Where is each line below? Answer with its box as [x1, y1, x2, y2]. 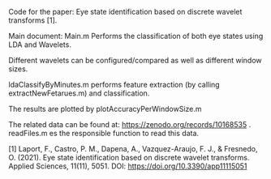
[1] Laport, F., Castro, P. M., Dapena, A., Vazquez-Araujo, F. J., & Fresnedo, [8, 144, 258, 153]
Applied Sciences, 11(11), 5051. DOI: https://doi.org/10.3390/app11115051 [8, 161, 247, 171]
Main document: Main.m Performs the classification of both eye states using [8, 32, 264, 40]
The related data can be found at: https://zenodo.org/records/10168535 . [8, 120, 252, 129]
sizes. [8, 64, 28, 74]
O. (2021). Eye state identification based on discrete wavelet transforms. [8, 153, 250, 162]
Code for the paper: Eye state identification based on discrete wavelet [8, 7, 243, 16]
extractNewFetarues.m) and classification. [8, 88, 150, 98]
